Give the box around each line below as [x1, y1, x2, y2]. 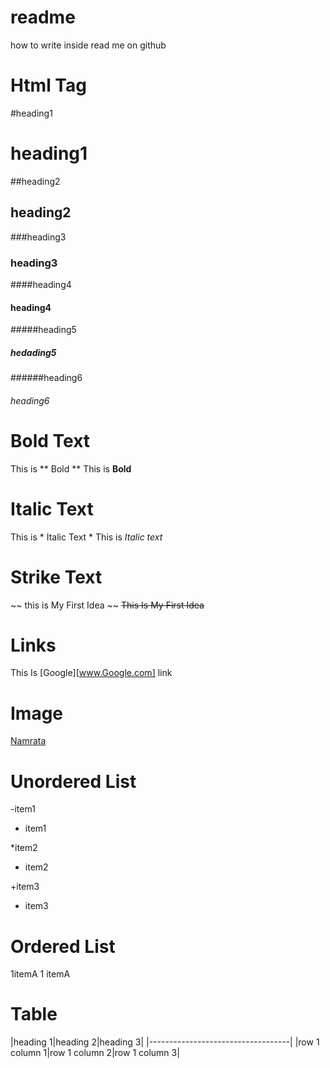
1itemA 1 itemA [10, 968, 71, 980]
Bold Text [10, 429, 91, 452]
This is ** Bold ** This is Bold [10, 462, 132, 475]
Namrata [10, 735, 47, 747]
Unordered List [10, 770, 137, 793]
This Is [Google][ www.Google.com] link [10, 667, 173, 679]
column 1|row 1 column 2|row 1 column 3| [10, 1047, 180, 1059]
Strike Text [10, 566, 103, 588]
